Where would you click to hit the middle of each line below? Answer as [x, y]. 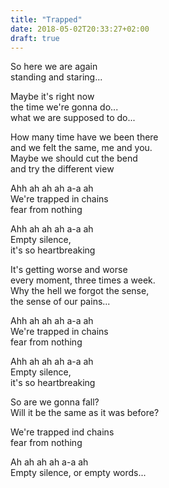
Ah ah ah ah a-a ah [49, 462]
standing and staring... [56, 77]
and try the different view [62, 169]
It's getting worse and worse [69, 270]
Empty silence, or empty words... [78, 473]
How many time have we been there [84, 137]
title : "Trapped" [46, 19]
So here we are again [54, 67]
